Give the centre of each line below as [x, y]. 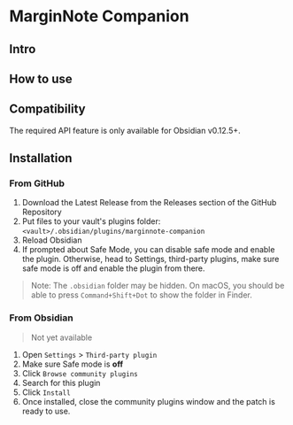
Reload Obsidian [52, 240]
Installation [41, 158]
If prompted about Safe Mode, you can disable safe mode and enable [148, 250]
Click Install [46, 392]
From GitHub [37, 183]
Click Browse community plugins [80, 373]
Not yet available [62, 337]
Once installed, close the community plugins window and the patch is [149, 401]
